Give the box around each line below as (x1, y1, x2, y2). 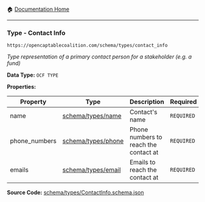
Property (19, 97, 47, 106)
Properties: (7, 83, 36, 91)
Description (129, 97, 165, 106)
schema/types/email (62, 165, 121, 174)
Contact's (129, 108, 158, 116)
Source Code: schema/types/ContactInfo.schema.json (7, 189, 144, 197)
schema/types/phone (62, 137, 124, 145)
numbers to (129, 133, 163, 142)
